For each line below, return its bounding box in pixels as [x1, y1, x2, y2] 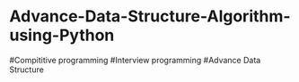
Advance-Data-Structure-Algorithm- [9, 6, 291, 27]
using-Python [9, 25, 115, 45]
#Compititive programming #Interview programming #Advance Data [9, 54, 261, 65]
